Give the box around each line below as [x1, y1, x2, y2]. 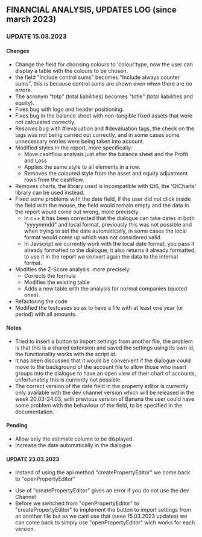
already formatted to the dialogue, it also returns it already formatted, [24, 247, 196, 254]
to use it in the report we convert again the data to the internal [24, 253, 178, 260]
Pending [6, 422, 28, 429]
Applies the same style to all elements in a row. [24, 163, 140, 171]
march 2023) [6, 14, 56, 25]
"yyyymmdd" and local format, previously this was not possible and [24, 221, 192, 228]
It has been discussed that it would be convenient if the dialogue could [14, 357, 191, 364]
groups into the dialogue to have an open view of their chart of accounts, [14, 369, 197, 377]
